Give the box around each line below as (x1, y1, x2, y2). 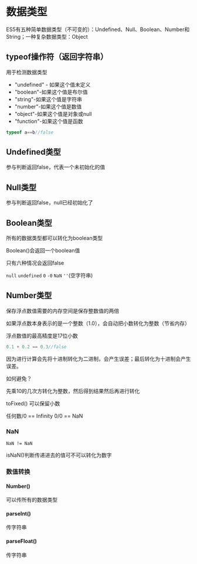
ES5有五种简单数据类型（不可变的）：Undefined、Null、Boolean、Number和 (6, 26, 190, 33)
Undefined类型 (6, 147, 62, 157)
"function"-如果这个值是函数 (14, 118, 83, 125)
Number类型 (6, 290, 52, 300)
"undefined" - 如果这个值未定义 (14, 81, 91, 88)
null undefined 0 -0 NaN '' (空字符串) (6, 272, 93, 279)
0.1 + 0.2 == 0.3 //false (6, 344, 67, 350)
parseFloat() (6, 537, 37, 545)
